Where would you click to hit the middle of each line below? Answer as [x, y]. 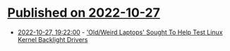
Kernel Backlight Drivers [53, 39]
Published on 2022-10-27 [84, 13]
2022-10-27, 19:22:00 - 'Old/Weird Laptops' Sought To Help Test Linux [120, 32]
